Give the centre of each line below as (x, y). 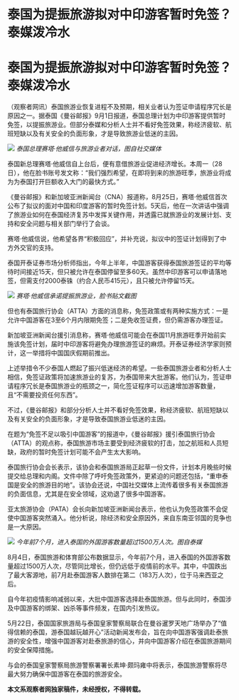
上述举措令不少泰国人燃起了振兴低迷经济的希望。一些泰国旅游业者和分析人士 (119, 368)
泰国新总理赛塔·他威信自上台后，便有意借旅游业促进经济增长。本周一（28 (115, 164)
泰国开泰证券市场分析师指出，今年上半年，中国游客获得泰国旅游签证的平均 (116, 263)
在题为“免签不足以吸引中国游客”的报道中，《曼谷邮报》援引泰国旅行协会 (111, 434)
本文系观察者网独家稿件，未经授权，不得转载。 (76, 689)
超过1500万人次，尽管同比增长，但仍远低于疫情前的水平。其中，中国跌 (117, 566)
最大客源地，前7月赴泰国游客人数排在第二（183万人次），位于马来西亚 (115, 575)
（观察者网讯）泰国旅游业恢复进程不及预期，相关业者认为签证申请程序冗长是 (119, 107)
